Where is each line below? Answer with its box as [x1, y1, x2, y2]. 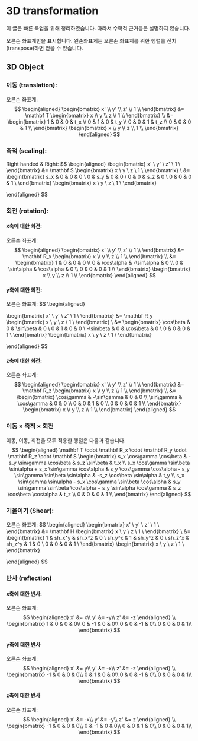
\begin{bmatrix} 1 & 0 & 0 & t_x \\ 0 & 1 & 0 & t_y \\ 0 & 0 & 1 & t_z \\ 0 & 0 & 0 [7, 118, 191, 125]
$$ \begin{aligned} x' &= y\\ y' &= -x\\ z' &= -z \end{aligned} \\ [22, 665, 176, 672]
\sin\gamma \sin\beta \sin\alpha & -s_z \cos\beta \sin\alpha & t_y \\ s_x [14, 471, 185, 479]
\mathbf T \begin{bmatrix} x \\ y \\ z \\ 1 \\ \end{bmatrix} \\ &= [25, 112, 174, 119]
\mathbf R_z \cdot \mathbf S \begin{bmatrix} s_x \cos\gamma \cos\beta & [8, 452, 187, 460]
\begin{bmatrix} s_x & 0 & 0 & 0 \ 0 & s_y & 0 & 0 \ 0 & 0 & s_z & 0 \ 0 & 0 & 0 [6, 173, 192, 180]
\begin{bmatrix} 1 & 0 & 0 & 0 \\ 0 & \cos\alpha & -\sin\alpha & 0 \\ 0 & [15, 259, 184, 267]
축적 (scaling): [6, 147, 47, 155]
